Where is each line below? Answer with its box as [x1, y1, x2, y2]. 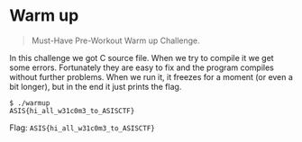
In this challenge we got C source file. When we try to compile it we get [9, 52, 274, 63]
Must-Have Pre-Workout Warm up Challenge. [31, 35, 200, 46]
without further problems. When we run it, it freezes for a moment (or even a [9, 71, 293, 82]
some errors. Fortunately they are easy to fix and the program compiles [9, 62, 275, 73]
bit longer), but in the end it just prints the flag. [9, 81, 182, 92]
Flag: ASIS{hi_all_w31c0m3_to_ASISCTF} [9, 122, 155, 133]
